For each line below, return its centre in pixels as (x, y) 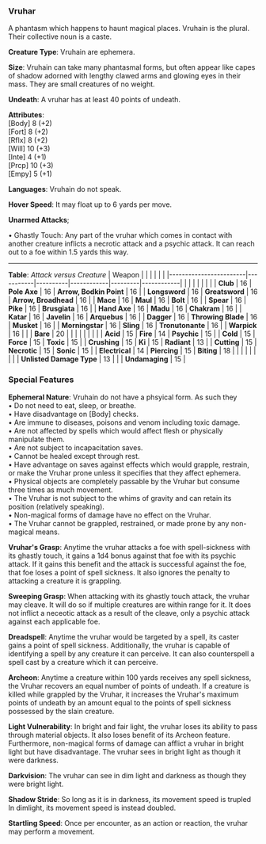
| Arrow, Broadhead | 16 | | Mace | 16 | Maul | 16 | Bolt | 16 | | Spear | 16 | (127, 300)
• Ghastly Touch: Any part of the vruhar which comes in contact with (120, 235)
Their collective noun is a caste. (60, 36)
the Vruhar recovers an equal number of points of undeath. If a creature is (129, 686)
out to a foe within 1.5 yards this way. (68, 252)
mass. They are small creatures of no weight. (82, 84)
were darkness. (34, 760)
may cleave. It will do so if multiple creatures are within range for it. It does (130, 605)
